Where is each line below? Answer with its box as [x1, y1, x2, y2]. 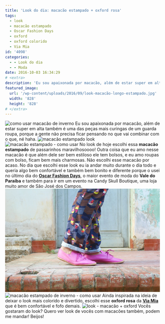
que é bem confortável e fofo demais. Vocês [5, 303, 151, 309]
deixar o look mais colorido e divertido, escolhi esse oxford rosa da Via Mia [5, 298, 159, 304]
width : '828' [9, 96, 36, 101]
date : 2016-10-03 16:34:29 [5, 70, 60, 75]
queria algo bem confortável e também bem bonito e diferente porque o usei [5, 168, 160, 174]
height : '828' [9, 101, 38, 106]
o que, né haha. [5, 136, 37, 142]
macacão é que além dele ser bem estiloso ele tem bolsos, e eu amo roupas [5, 152, 159, 158]
